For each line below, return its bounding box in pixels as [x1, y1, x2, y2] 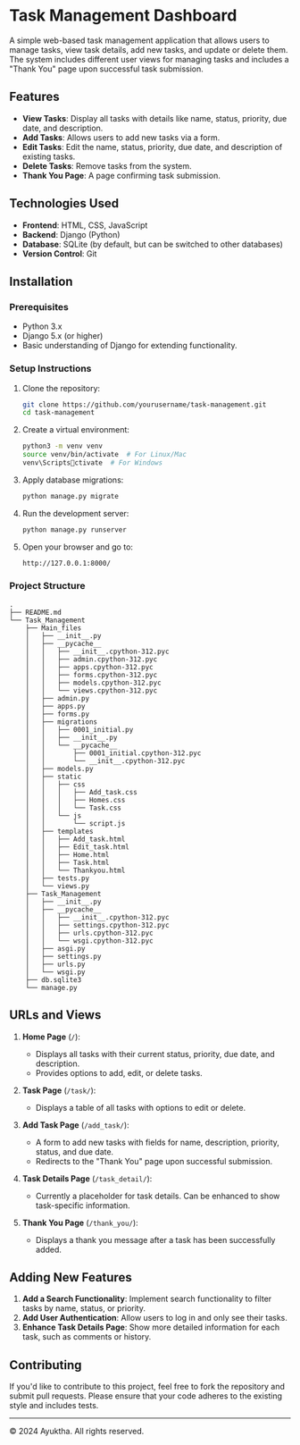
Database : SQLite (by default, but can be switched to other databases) [21, 239, 284, 249]
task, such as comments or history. [21, 1332, 152, 1342]
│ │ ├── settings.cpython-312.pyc [25, 920, 170, 929]
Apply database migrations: [21, 475, 124, 485]
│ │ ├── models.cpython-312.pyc [25, 678, 162, 687]
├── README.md [9, 608, 62, 617]
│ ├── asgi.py [25, 944, 87, 953]
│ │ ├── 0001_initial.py [25, 725, 134, 734]
